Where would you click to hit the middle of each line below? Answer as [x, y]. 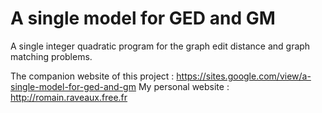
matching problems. [51, 56]
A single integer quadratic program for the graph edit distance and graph [160, 46]
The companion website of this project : [92, 76]
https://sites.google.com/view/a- [244, 76]
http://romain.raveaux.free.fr [69, 97]
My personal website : [184, 86]
